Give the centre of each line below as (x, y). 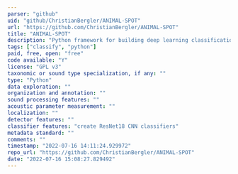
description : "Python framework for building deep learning (98, 40)
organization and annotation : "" (57, 93)
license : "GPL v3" (34, 67)
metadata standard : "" (41, 133)
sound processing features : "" (53, 100)
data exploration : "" (39, 87)
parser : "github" (33, 14)
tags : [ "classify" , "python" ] (52, 47)
